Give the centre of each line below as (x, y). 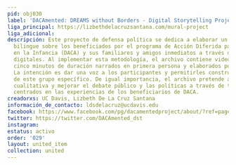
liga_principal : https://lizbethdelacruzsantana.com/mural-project (108, 27)
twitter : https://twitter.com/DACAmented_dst (75, 118)
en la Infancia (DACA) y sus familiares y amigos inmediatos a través (119, 53)
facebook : (22, 112)
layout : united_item (38, 145)
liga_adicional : (31, 33)
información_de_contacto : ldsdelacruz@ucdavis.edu (83, 105)
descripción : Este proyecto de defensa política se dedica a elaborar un (118, 40)
